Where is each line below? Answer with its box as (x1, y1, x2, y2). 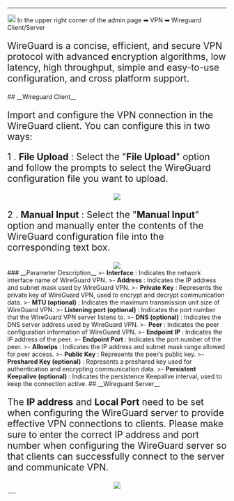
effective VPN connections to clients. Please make (7, 418, 224, 429)
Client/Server (7, 24, 45, 31)
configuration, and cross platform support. (7, 72, 190, 84)
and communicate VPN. (7, 461, 109, 473)
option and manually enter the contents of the (7, 220, 204, 231)
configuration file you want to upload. (7, 173, 169, 185)
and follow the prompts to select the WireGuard (7, 162, 211, 174)
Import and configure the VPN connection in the (7, 109, 214, 121)
